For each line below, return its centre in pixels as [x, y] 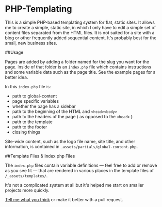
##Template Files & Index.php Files [40, 156]
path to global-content [34, 96]
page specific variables [35, 101]
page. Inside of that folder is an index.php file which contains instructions [78, 67]
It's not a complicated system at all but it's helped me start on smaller [74, 185]
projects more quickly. [27, 190]
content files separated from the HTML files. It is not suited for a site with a [80, 32]
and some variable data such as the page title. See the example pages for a [81, 72]
